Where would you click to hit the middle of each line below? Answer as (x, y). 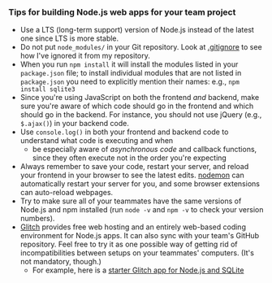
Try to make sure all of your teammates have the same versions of (131, 201)
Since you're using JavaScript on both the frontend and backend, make (140, 98)
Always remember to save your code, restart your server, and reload (134, 167)
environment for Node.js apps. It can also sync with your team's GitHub (140, 236)
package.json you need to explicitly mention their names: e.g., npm (130, 82)
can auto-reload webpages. (67, 193)
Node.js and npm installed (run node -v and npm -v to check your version (142, 210)
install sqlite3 (47, 89)
